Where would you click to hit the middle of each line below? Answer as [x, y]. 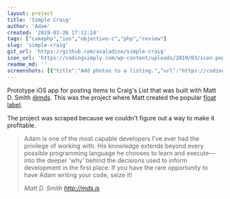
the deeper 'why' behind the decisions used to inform [112, 160]
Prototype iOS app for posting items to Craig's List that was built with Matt [112, 90]
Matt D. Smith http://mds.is [62, 188]
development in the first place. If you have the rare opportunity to [116, 168]
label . [15, 105]
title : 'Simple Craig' [39, 20]
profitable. [22, 125]
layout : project [30, 13]
